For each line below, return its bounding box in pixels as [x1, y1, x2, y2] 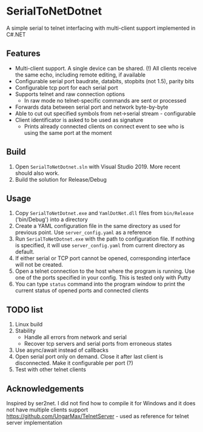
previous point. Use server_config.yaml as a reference [15, 229, 152, 236]
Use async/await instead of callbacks [15, 346, 109, 354]
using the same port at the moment [24, 129, 112, 136]
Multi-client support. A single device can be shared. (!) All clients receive [15, 64, 197, 72]
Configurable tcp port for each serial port [15, 84, 118, 91]
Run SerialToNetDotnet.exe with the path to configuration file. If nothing [15, 235, 195, 242]
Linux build [15, 321, 43, 328]
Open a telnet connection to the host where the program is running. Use [15, 267, 195, 275]
